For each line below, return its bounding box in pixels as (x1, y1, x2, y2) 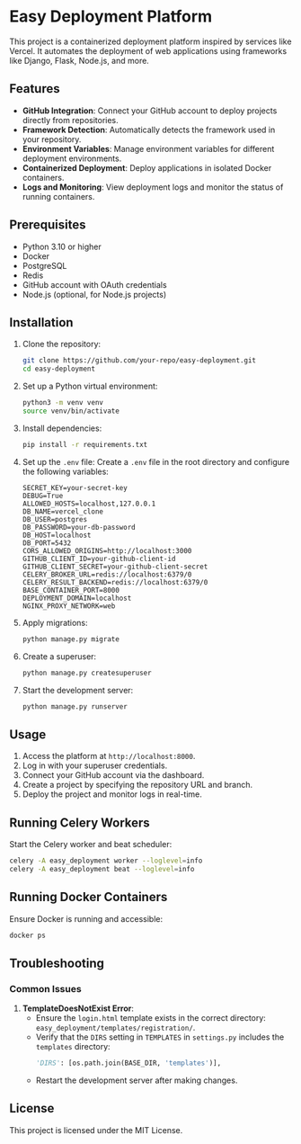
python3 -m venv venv (22, 398, 104, 407)
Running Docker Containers (9, 889, 168, 905)
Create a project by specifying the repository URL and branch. (22, 780, 253, 791)
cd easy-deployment (22, 364, 96, 374)
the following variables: (22, 466, 110, 477)
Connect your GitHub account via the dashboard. (22, 770, 205, 781)
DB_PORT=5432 (22, 538, 72, 548)
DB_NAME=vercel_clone (22, 506, 103, 516)
